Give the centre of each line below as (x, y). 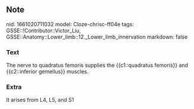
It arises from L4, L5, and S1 (40, 100)
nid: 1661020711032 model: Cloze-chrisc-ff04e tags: (70, 24)
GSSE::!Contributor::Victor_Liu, (44, 30)
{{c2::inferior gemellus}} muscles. (47, 71)
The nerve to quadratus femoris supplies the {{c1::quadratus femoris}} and (97, 66)
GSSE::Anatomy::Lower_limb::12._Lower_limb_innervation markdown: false (97, 37)
